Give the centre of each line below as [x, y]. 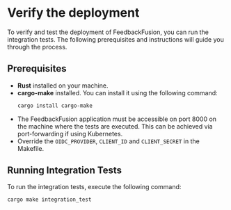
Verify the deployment [73, 13]
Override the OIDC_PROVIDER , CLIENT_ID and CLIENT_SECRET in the [108, 141]
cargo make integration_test [49, 200]
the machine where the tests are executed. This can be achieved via [115, 126]
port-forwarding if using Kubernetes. [70, 134]
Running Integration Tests [64, 171]
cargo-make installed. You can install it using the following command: [117, 92]
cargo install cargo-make [55, 106]
